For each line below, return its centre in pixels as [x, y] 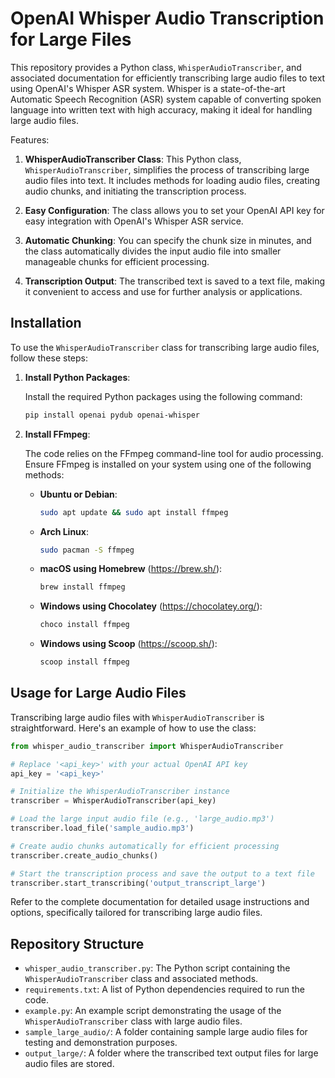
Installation [46, 323]
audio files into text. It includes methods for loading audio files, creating [172, 180]
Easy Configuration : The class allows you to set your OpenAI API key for [174, 210]
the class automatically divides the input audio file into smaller [153, 251]
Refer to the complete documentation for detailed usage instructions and [160, 902]
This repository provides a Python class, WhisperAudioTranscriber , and [156, 67]
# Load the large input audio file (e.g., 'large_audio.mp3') [142, 819]
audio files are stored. [69, 1064]
